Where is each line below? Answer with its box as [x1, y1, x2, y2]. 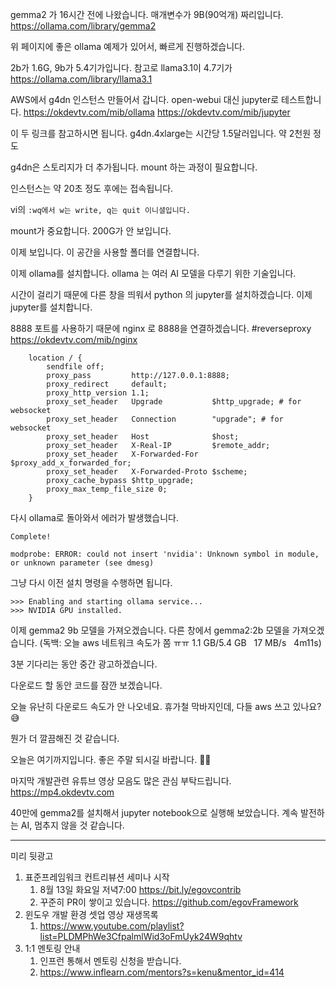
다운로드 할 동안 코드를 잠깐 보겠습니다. [10, 679, 163, 691]
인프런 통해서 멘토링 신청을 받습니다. [39, 955, 182, 967]
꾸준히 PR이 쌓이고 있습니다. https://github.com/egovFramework [39, 896, 299, 908]
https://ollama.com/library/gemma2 [10, 20, 157, 32]
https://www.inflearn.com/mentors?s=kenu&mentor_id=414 [39, 966, 285, 978]
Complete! [10, 532, 52, 542]
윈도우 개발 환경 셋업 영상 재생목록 [24, 909, 159, 920]
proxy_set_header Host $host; [46, 432, 240, 442]
